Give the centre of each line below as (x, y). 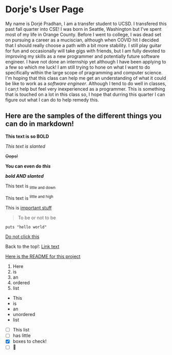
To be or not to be (37, 218)
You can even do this (28, 166)
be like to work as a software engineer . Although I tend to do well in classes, (86, 83)
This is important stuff (29, 208)
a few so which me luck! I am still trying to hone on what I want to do (78, 67)
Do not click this (22, 237)
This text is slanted (25, 146)
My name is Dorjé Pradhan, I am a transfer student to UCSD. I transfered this (86, 24)
